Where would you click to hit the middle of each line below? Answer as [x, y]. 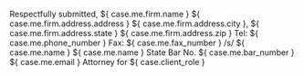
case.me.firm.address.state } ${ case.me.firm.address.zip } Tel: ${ [134, 33]
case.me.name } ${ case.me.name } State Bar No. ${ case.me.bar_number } [152, 52]
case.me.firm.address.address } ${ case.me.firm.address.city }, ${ [135, 24]
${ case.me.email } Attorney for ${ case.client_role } [107, 62]
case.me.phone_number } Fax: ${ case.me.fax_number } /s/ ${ [127, 43]
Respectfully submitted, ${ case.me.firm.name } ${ [105, 14]
